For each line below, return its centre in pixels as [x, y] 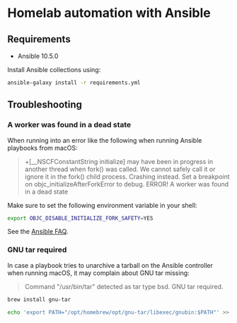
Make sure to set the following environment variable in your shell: [102, 205]
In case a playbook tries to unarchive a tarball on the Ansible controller [110, 265]
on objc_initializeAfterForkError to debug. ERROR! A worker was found [127, 184]
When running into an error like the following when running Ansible [105, 140]
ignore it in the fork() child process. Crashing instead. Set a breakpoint [127, 176]
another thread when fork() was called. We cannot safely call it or [120, 169]
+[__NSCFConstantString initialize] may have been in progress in [119, 161]
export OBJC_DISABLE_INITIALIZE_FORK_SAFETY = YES [80, 218]
